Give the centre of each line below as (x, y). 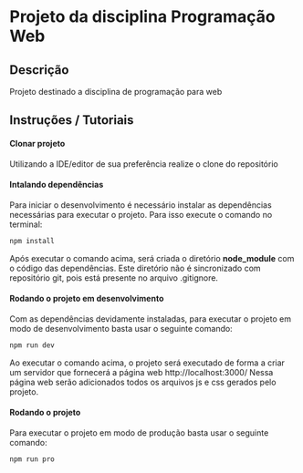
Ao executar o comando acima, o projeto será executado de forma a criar (147, 363)
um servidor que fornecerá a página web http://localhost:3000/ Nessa (141, 372)
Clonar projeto (37, 143)
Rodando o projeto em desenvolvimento (87, 299)
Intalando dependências (57, 185)
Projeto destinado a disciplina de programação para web (116, 92)
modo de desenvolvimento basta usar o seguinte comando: (121, 328)
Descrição (39, 70)
